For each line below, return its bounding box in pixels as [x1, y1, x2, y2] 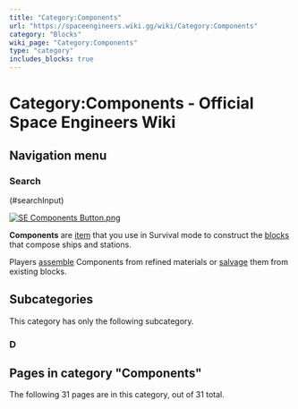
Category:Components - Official [9, 93, 254, 114]
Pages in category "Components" [9, 366, 202, 380]
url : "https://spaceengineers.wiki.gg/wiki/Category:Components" [9, 21, 258, 30]
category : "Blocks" [9, 30, 82, 38]
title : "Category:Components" [9, 13, 123, 22]
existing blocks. [9, 266, 67, 277]
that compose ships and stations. [9, 239, 132, 250]
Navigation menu [9, 148, 107, 163]
